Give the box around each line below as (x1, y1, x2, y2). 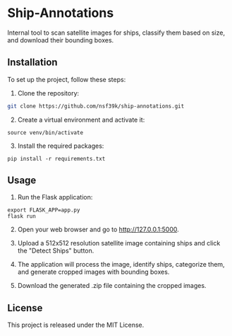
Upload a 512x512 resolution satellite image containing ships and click (17, 239, 221, 248)
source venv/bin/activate (7, 129, 83, 136)
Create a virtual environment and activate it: (17, 115, 145, 124)
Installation (7, 57, 58, 69)
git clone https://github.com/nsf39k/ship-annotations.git (7, 103, 185, 110)
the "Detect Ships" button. (17, 246, 94, 255)
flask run (7, 213, 37, 220)
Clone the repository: (17, 88, 80, 97)
